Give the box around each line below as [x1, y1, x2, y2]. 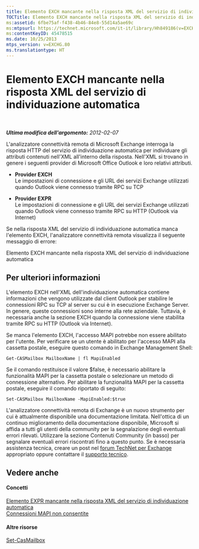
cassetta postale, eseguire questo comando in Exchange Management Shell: [6, 344, 193, 351]
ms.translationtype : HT [6, 47, 65, 53]
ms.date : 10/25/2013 [6, 36, 57, 42]
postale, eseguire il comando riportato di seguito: [6, 384, 126, 391]
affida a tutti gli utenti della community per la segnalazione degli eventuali [6, 425, 185, 432]
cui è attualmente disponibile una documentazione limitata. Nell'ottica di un [6, 413, 190, 420]
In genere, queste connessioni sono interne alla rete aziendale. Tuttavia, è [6, 307, 187, 314]
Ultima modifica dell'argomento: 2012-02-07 [6, 129, 119, 136]
